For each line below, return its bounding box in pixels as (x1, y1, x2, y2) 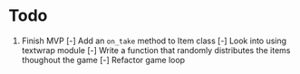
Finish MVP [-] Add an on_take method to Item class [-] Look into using (21, 35, 287, 46)
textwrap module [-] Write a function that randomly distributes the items (21, 44, 291, 55)
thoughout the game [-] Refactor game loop (21, 54, 186, 65)
